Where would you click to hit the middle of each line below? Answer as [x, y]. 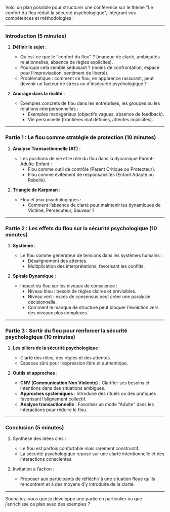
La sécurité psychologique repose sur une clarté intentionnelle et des [92, 454]
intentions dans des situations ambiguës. [63, 388]
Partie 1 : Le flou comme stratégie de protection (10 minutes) [81, 137]
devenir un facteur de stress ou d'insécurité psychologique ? [83, 84]
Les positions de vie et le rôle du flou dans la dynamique [79, 158]
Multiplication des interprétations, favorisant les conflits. [86, 266]
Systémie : [24, 245]
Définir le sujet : [30, 47]
